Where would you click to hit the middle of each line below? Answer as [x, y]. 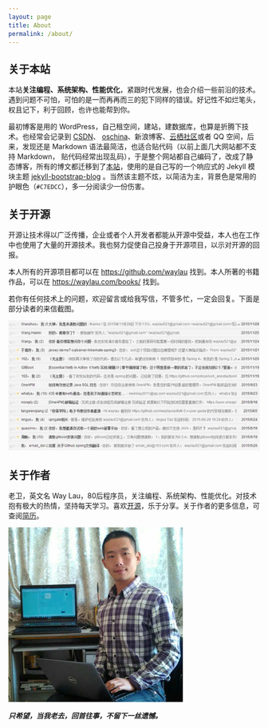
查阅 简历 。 [26, 516]
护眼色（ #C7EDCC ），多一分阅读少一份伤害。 [79, 187]
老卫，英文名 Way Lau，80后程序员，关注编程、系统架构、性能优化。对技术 [133, 496]
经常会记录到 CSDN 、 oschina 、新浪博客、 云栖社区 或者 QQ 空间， [138, 136]
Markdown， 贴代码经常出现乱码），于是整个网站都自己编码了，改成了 [132, 156]
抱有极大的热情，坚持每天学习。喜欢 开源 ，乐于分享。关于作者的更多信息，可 [134, 506]
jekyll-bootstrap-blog [66, 176]
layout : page [30, 17]
